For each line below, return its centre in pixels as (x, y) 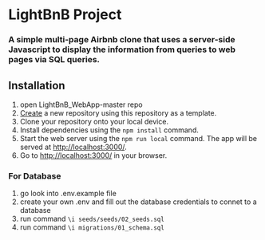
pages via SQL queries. (54, 60)
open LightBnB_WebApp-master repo (81, 104)
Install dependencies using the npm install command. (109, 130)
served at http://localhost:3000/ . (73, 147)
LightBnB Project (65, 15)
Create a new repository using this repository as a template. (118, 112)
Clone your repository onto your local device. (94, 121)
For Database (35, 175)
